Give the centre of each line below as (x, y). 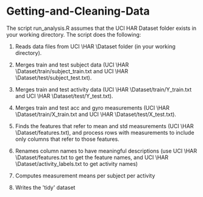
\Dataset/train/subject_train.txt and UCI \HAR (72, 71)
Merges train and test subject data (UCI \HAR (72, 65)
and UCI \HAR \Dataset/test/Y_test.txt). (64, 96)
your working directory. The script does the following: (74, 34)
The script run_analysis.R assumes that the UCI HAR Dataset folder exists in (101, 28)
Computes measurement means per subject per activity (85, 176)
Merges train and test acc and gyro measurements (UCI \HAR (92, 107)
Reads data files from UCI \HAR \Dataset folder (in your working (95, 46)
